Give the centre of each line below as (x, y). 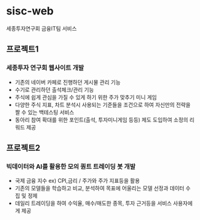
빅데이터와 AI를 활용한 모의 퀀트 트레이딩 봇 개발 (71, 167)
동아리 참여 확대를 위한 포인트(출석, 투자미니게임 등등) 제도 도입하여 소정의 (101, 120)
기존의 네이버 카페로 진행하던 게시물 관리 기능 (68, 82)
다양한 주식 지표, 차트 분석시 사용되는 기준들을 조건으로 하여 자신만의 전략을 (103, 105)
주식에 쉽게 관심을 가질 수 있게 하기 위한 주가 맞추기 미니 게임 (86, 97)
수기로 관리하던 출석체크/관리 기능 (54, 90)
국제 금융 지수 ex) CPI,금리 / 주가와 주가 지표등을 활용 (77, 181)
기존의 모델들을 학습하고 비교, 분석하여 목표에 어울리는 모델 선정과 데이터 (99, 188)
